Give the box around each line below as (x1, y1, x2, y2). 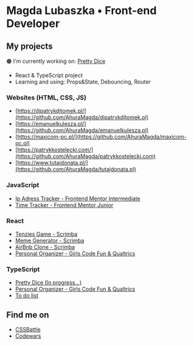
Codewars (15, 332, 41, 340)
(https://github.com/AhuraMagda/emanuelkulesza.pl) (15, 126, 149, 134)
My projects (6, 41, 53, 51)
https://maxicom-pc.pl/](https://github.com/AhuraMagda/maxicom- (17, 133, 187, 140)
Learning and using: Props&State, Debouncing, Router (15, 78, 151, 85)
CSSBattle (15, 326, 41, 333)
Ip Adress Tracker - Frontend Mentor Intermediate (15, 195, 141, 202)
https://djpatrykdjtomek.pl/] (17, 107, 86, 115)
